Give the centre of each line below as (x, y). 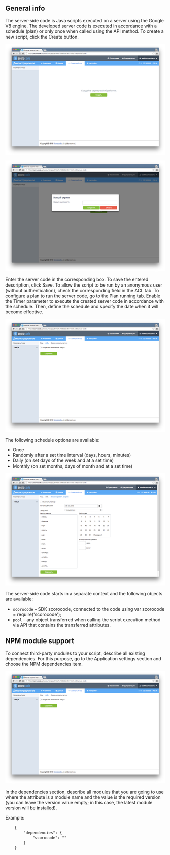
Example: (15, 817)
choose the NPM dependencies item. (44, 664)
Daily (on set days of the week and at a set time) (63, 460)
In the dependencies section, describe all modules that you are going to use (84, 792)
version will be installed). (31, 808)
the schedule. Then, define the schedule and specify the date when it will (82, 307)
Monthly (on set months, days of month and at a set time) (73, 466)
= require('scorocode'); (37, 614)
